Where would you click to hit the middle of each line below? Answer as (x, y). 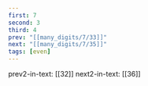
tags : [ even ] (30, 52)
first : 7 (22, 15)
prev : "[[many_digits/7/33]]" (58, 37)
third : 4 (22, 30)
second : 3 (24, 23)
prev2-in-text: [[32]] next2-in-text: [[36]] (74, 74)
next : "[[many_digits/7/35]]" (58, 45)
